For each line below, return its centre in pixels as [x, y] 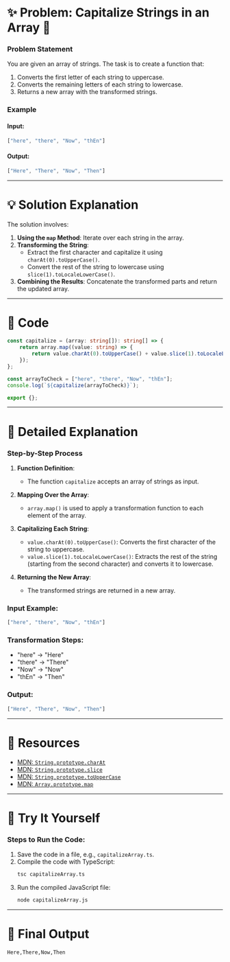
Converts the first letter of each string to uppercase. [90, 78]
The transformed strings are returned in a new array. [101, 590]
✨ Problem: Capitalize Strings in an [108, 13]
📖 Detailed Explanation [73, 432]
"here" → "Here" [40, 655]
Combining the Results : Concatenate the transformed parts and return [117, 281]
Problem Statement [40, 49]
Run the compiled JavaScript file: [64, 887]
